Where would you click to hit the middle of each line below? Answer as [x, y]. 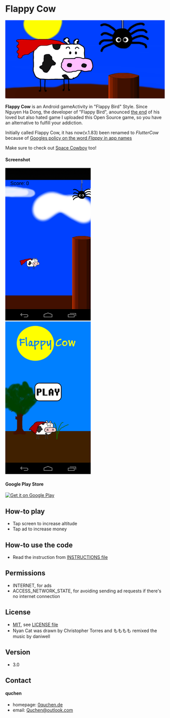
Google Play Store [25, 484]
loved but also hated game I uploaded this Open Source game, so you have [83, 117]
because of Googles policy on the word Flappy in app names [69, 138]
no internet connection [36, 596]
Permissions [25, 573]
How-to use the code [39, 545]
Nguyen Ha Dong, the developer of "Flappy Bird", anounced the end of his [82, 112]
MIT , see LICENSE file [35, 624]
